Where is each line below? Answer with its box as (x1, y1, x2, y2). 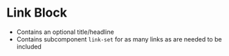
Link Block (6, 5, 67, 21)
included (16, 42, 42, 50)
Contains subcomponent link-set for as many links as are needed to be (16, 35, 222, 43)
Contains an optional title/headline (16, 28, 115, 36)
